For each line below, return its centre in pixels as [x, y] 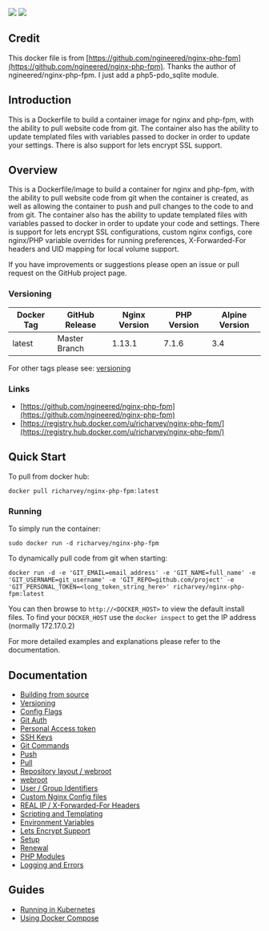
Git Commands [44, 745]
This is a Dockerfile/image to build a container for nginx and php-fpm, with [131, 189]
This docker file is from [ [49, 58]
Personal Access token [58, 728]
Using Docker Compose [59, 917]
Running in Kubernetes [58, 909]
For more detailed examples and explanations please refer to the [114, 642]
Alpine [234, 314]
